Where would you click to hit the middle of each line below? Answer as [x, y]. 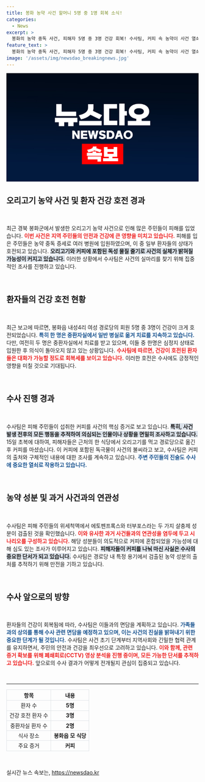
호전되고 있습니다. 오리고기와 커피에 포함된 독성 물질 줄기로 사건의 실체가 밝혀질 [100, 251]
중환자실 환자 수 [29, 726]
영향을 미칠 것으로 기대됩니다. [41, 365]
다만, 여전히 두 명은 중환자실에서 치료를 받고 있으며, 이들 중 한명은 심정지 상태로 [101, 343]
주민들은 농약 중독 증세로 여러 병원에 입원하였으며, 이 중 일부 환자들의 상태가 [103, 244]
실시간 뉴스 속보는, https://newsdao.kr [53, 772]
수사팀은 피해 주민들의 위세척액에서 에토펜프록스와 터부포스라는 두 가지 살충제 [99, 526]
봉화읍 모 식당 [70, 735]
